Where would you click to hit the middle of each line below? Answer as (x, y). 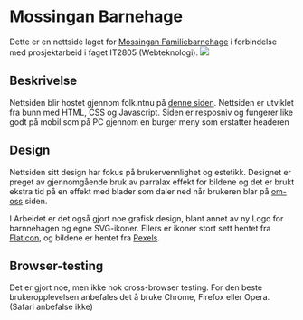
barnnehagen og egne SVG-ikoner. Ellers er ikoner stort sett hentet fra (140, 228)
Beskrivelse (43, 81)
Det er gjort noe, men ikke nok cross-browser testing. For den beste (136, 287)
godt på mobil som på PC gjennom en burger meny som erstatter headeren (149, 122)
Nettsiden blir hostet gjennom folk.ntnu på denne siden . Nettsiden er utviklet (151, 102)
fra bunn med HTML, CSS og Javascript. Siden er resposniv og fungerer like (151, 112)
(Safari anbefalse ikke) (51, 307)
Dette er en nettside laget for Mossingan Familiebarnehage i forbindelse (143, 42)
